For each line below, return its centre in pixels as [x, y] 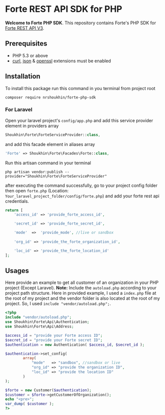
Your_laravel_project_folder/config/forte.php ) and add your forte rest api [82, 196]
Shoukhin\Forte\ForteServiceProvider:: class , [53, 135]
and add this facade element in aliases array [50, 144]
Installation [23, 76]
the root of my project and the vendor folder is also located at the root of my [82, 298]
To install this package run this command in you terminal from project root [80, 88]
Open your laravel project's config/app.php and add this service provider [79, 120]
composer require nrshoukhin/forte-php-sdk [51, 97]
